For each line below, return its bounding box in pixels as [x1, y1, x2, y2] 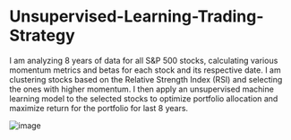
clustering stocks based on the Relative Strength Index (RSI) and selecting [9, 74, 283, 84]
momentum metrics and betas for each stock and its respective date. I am [9, 65, 281, 75]
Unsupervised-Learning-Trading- [9, 6, 264, 27]
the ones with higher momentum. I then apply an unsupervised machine [9, 83, 275, 94]
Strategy [9, 25, 76, 46]
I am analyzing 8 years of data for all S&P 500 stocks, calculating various [9, 55, 278, 66]
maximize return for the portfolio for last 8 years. [9, 102, 189, 113]
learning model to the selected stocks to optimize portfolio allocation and [9, 92, 278, 104]
